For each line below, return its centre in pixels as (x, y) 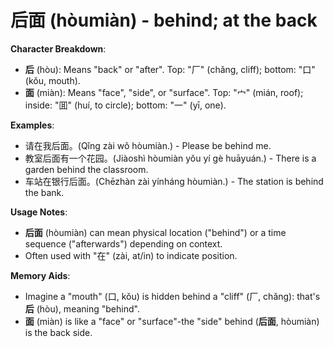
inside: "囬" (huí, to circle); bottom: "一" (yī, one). (125, 105)
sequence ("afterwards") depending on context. (123, 243)
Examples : (32, 125)
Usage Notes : (39, 212)
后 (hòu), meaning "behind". (82, 308)
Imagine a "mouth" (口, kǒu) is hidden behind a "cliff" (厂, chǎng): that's (172, 296)
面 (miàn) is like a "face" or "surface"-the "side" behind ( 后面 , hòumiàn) (172, 321)
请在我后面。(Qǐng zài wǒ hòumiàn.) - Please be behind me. (148, 145)
